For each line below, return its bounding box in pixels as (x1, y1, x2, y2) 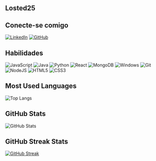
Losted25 (5, 4, 36, 12)
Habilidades (5, 48, 43, 57)
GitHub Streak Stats (5, 137, 68, 146)
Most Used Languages (5, 82, 76, 90)
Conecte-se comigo (5, 21, 68, 29)
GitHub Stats (5, 109, 46, 118)
